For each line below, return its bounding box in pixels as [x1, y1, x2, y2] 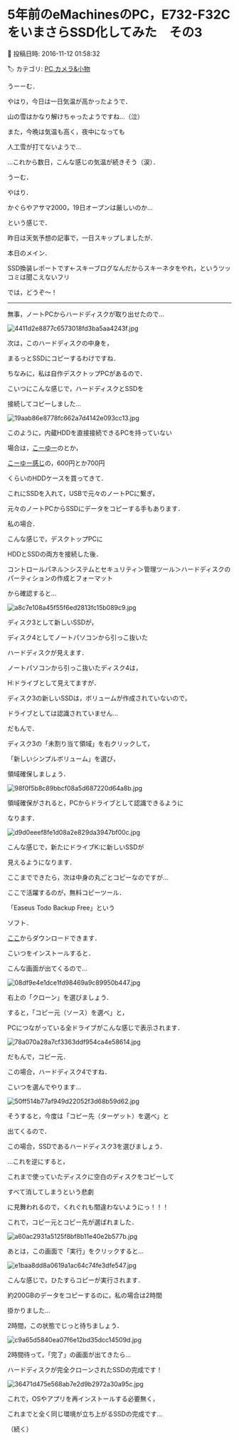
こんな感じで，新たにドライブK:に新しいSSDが [7, 843, 144, 851]
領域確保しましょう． [7, 769, 70, 778]
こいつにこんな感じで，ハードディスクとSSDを [7, 384, 144, 392]
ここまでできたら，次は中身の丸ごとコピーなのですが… [7, 873, 169, 881]
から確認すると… [7, 589, 57, 597]
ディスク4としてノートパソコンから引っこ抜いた [7, 633, 148, 642]
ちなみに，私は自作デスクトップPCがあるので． [7, 369, 147, 377]
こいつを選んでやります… [7, 1082, 82, 1091]
